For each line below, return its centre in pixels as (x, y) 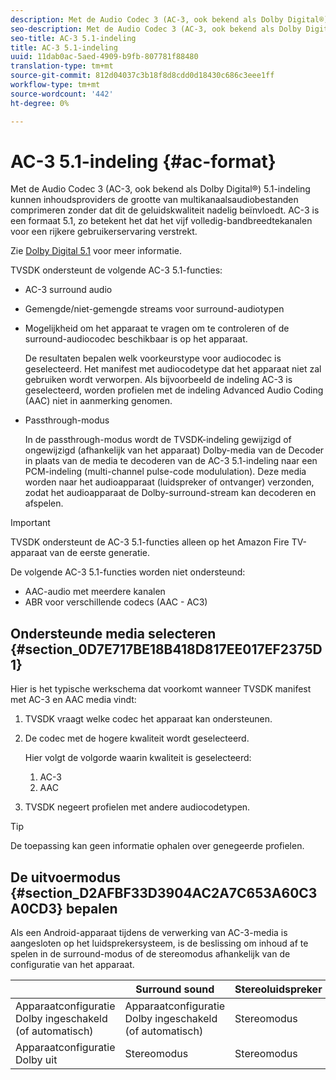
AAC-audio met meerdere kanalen (95, 592)
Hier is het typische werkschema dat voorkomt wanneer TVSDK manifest (161, 689)
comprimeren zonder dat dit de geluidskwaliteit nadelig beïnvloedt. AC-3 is (165, 210)
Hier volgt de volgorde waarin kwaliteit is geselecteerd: (138, 758)
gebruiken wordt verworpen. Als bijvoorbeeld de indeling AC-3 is (158, 380)
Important (30, 523)
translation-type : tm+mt (62, 66)
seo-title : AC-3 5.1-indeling (73, 38)
